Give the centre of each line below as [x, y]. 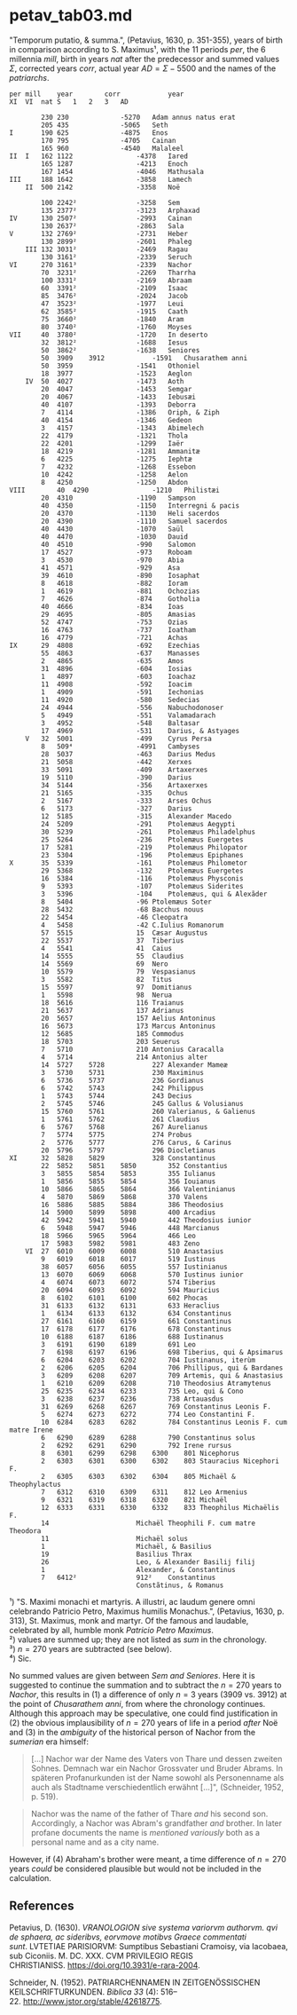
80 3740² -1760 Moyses [117, 327]
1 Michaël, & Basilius [127, 1546]
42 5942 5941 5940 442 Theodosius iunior [146, 1220]
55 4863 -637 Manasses [121, 653]
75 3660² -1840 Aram [113, 319]
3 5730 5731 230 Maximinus [122, 1072]
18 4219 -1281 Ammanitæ [121, 451]
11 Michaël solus [115, 1538]
